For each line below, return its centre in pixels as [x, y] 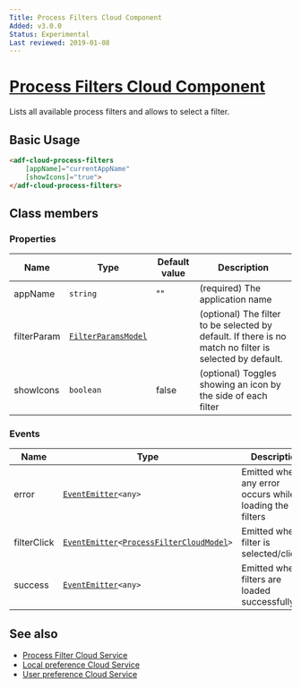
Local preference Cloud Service [81, 665]
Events [25, 434]
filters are [262, 580]
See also [34, 634]
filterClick [34, 543]
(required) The [230, 288]
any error [261, 483]
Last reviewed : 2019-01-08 [60, 43]
